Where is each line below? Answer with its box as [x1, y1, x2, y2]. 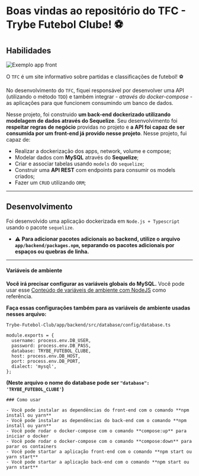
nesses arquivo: [6, 311, 47, 318]
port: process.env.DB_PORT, [11, 359, 81, 365]
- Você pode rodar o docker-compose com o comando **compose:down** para [6, 439, 192, 445]
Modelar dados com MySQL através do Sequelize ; [14, 154, 139, 161]
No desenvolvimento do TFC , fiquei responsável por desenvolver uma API [6, 87, 185, 94]
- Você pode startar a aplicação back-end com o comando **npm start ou [6, 459, 190, 465]
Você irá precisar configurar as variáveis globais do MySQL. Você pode [6, 280, 185, 287]
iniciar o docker [6, 433, 49, 439]
